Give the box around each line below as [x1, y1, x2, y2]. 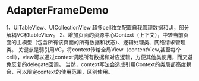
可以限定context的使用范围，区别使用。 [16, 68, 113, 75]
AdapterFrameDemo [6, 4, 109, 17]
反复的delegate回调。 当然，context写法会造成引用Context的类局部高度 [11, 60, 187, 68]
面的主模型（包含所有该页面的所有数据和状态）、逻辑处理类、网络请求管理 [6, 38, 186, 46]
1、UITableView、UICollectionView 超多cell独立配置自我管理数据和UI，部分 [6, 24, 189, 31]
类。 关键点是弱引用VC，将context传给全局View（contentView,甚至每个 [6, 46, 181, 53]
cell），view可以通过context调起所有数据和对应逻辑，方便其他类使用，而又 [6, 53, 188, 60]
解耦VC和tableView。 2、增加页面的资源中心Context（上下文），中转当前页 [6, 31, 189, 38]
